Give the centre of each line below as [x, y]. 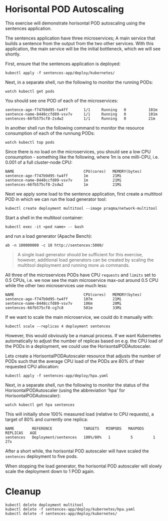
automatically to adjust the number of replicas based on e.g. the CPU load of [84, 341]
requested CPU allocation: [32, 366]
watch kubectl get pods [30, 91]
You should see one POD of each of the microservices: [62, 101]
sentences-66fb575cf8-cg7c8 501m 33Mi [63, 308]
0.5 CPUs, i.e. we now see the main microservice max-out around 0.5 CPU [82, 280]
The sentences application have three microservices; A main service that [80, 38]
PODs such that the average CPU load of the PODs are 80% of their [75, 361]
